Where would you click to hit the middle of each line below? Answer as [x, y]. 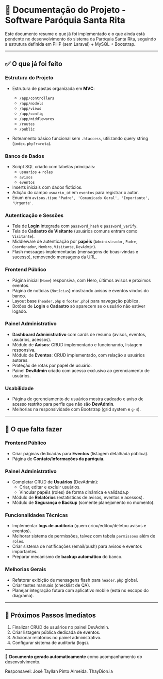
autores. [20, 360]
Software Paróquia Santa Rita [65, 20]
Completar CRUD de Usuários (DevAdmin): [55, 482]
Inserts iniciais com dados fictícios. [47, 187]
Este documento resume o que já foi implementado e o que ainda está [75, 34]
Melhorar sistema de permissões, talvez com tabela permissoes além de [84, 536]
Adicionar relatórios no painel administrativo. [57, 637]
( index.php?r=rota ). [32, 143]
